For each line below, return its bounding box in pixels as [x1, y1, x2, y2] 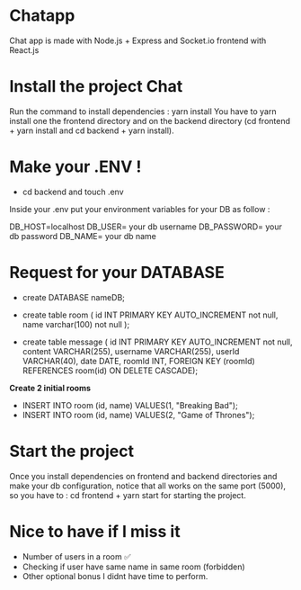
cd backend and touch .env [22, 186, 124, 197]
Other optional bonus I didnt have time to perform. [22, 570, 208, 581]
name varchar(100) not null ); [22, 318, 130, 329]
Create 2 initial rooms [9, 382, 92, 393]
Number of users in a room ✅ [22, 550, 132, 562]
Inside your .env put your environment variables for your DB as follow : [9, 203, 270, 214]
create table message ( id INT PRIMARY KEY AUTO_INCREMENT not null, [22, 336, 294, 347]
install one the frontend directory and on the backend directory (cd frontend [9, 115, 290, 126]
